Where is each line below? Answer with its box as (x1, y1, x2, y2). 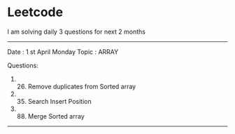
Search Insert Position (27, 97, 92, 105)
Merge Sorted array (27, 112, 85, 120)
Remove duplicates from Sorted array (27, 82, 136, 91)
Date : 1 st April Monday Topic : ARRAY (7, 47, 119, 56)
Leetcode (7, 4, 64, 20)
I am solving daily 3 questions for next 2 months (7, 27, 145, 36)
